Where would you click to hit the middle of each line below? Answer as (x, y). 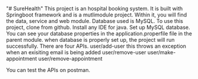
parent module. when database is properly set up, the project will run (90, 40)
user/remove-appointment (70, 59)
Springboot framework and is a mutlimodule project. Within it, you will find (97, 15)
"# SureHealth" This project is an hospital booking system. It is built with (94, 9)
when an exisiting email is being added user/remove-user (76, 52)
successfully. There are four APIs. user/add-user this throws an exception (96, 46)
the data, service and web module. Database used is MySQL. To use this (95, 21)
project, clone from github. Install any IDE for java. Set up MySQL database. (98, 27)
